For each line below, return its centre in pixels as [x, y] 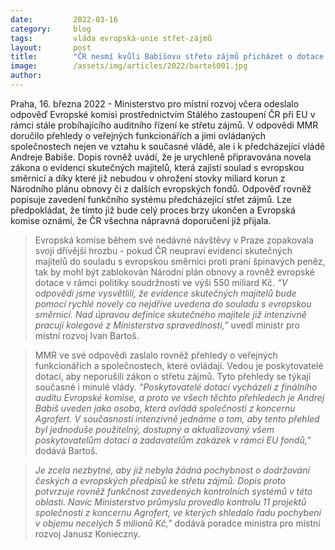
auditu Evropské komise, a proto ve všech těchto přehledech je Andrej [179, 397]
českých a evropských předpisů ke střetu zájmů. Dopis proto [160, 480]
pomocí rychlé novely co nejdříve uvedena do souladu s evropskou [173, 303]
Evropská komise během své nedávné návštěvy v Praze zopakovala [174, 240]
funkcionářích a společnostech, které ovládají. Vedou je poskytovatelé [179, 365]
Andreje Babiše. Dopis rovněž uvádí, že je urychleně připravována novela [161, 157]
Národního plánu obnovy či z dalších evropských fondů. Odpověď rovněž [161, 188]
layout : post [51, 47]
